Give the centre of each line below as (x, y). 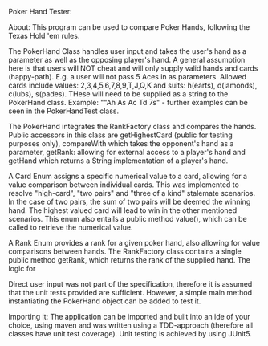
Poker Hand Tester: (40, 12)
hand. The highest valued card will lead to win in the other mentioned (123, 210)
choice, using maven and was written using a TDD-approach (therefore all (131, 325)
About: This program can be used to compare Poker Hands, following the (129, 27)
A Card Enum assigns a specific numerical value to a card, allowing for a (128, 176)
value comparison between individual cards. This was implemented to (124, 185)
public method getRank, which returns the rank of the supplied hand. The (130, 260)
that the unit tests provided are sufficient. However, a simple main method (130, 293)
